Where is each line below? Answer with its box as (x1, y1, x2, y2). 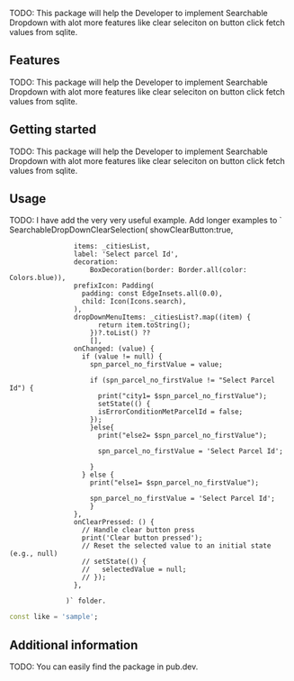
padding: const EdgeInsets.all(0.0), (81, 289, 223, 298)
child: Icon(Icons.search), (81, 297, 187, 306)
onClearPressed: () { (73, 518, 155, 527)
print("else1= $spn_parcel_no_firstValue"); (89, 478, 259, 487)
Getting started (9, 122, 97, 138)
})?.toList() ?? (89, 329, 151, 338)
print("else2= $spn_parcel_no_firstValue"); (97, 431, 268, 440)
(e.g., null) (9, 549, 58, 558)
